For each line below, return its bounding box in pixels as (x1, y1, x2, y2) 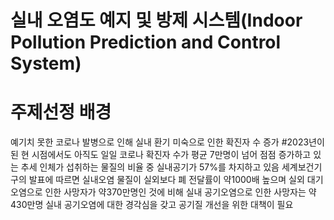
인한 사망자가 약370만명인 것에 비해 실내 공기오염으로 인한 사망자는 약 (44, 186, 317, 198)
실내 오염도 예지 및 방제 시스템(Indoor (10, 9, 303, 32)
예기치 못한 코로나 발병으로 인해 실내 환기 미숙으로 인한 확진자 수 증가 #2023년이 (10, 136, 325, 148)
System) (10, 52, 82, 75)
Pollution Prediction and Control (10, 31, 282, 54)
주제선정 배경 (10, 101, 112, 124)
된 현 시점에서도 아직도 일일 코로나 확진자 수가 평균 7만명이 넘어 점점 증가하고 (10, 149, 312, 161)
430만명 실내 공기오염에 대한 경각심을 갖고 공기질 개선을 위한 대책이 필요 (10, 199, 294, 211)
